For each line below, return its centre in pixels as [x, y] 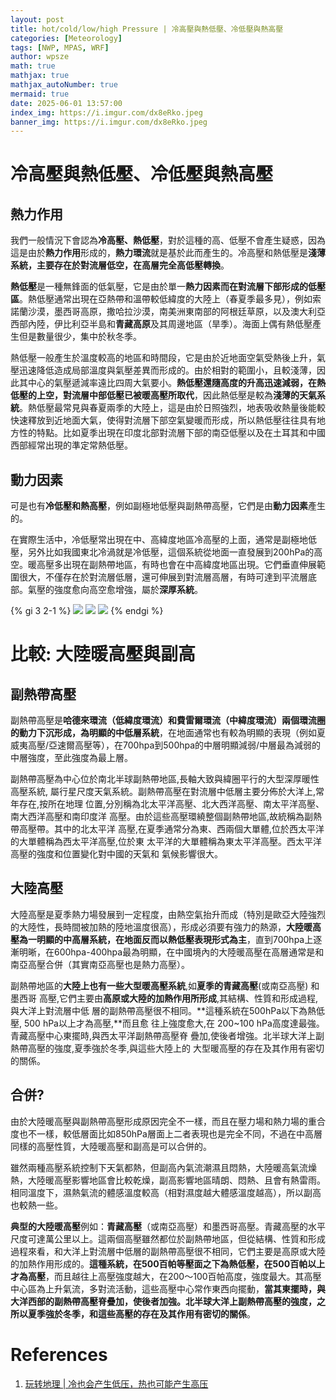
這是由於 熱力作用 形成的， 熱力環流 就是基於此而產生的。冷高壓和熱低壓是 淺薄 [168, 253]
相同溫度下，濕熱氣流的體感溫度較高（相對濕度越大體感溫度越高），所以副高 [166, 1192]
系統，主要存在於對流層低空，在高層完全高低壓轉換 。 [120, 265]
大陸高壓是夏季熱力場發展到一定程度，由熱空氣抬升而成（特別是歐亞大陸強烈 [168, 914]
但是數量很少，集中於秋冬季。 [80, 337]
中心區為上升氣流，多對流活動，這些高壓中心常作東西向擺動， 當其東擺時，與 [168, 1288]
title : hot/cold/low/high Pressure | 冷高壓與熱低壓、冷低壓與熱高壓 [147, 29]
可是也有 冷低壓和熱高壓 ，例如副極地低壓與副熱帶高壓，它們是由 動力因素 [159, 506]
